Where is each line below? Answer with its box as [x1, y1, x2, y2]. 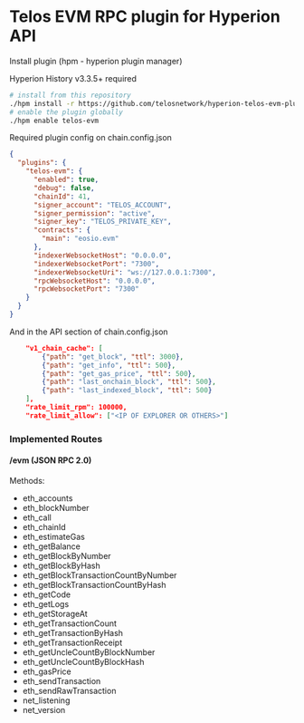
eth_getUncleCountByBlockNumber [22, 646, 156, 658]
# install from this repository [9, 91, 131, 100]
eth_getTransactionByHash [22, 627, 124, 638]
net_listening [22, 695, 71, 706]
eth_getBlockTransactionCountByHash [22, 579, 166, 590]
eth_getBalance [22, 541, 81, 552]
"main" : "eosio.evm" [42, 234, 119, 244]
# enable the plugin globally [9, 107, 124, 117]
